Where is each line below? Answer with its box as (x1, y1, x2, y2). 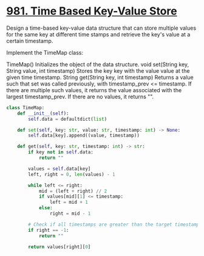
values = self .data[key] (28, 166, 91, 172)
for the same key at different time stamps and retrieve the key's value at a (6, 30, 191, 38)
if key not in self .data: (28, 149, 94, 155)
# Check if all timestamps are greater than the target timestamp (28, 221, 200, 227)
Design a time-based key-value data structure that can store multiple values (6, 24, 196, 32)
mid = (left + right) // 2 (38, 188, 107, 194)
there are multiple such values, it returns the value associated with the (6, 86, 182, 93)
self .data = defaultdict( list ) (28, 116, 107, 122)
